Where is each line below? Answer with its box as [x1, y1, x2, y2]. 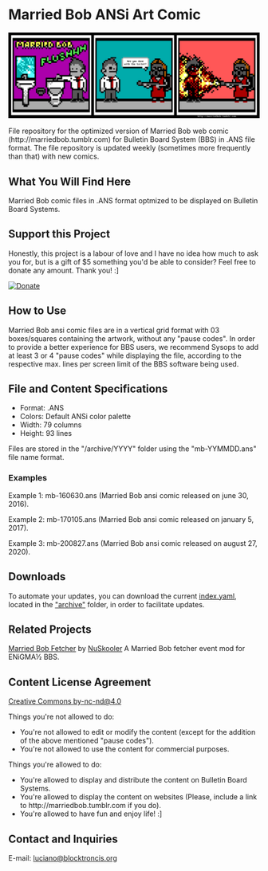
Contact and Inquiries [8, 832, 118, 845]
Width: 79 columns [19, 420, 82, 430]
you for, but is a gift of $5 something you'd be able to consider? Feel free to [8, 257, 257, 266]
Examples [8, 473, 48, 484]
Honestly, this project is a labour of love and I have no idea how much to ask [8, 249, 259, 258]
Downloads [8, 570, 66, 583]
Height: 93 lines [19, 429, 73, 438]
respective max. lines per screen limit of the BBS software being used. [8, 359, 239, 368]
